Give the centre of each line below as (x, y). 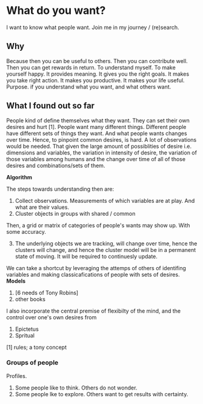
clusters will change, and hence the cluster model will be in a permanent (105, 250)
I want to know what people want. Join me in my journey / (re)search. (93, 27)
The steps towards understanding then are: (60, 189)
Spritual (25, 335)
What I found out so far (51, 106)
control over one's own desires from (52, 317)
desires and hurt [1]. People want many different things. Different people (96, 127)
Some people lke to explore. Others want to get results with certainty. (101, 394)
